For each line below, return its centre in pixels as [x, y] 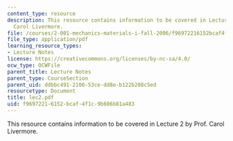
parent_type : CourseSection [48, 78]
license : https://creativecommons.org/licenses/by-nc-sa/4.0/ [99, 59]
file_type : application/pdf [48, 40]
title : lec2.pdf [31, 98]
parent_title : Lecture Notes [49, 72]
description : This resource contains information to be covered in [107, 20]
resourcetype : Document [42, 91]
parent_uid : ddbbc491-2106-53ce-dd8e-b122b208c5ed [82, 85]
